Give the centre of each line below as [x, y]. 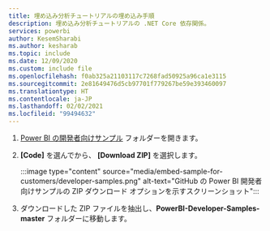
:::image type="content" [60, 171]
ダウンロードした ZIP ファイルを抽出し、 [88, 208]
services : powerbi [39, 31]
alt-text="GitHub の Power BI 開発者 [203, 181]
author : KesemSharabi [45, 38]
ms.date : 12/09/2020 [43, 62]
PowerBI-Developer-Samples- [208, 208]
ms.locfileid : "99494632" [52, 114]
